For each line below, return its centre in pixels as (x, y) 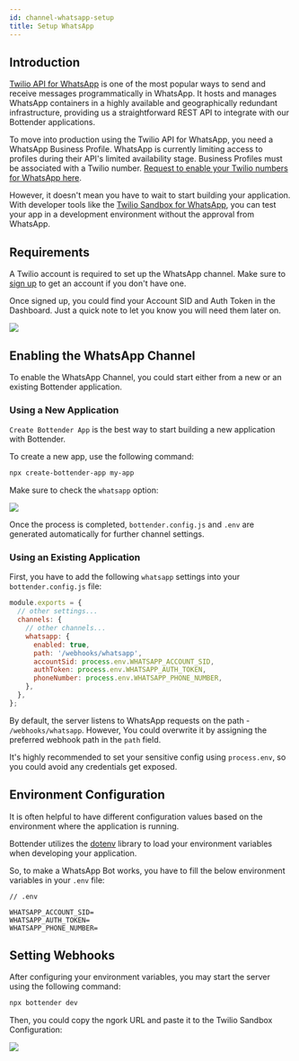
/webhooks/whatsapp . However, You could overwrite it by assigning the (138, 730)
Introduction (45, 62)
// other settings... (58, 611)
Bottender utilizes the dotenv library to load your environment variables (141, 843)
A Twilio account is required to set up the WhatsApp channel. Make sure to (147, 274)
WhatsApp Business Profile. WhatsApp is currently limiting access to (136, 149)
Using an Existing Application (75, 557)
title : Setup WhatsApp (52, 26)
